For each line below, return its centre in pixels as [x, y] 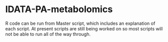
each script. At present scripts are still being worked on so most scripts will [84, 28]
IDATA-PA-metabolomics [59, 9]
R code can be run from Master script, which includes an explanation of [80, 23]
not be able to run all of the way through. [48, 34]
